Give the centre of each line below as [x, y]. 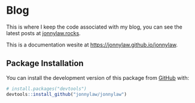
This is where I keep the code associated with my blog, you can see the [94, 27]
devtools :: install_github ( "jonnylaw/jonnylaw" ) [67, 94]
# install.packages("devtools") [46, 89]
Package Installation [45, 63]
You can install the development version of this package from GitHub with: [98, 77]
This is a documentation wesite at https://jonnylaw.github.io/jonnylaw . [92, 45]
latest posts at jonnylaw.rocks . [43, 33]
